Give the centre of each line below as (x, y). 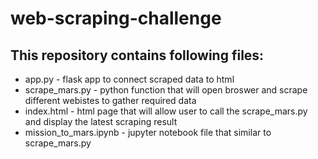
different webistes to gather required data (110, 100)
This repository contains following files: (137, 55)
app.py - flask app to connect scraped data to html (129, 79)
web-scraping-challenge (116, 18)
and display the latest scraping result (101, 121)
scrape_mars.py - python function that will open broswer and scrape (166, 90)
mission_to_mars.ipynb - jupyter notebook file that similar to (148, 132)
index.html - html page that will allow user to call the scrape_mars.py (166, 111)
